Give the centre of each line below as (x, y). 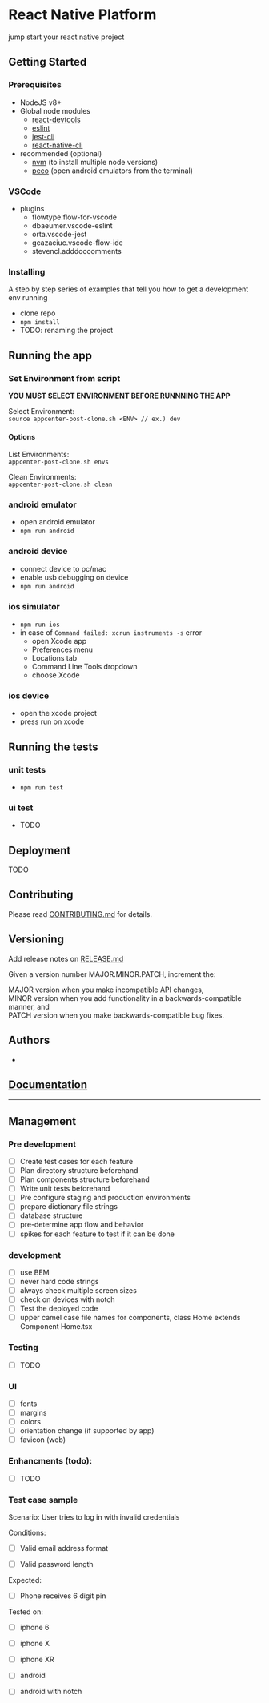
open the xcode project (58, 713)
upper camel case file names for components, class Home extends (130, 1318)
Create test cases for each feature (76, 1162)
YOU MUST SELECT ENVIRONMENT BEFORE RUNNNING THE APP (119, 396)
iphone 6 (34, 1628)
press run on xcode (52, 721)
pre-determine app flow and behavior (82, 1225)
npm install (40, 323)
